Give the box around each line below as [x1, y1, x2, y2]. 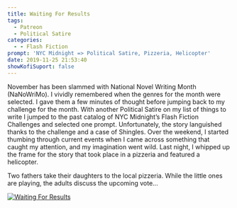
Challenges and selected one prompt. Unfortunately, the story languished [7, 120, 222, 128]
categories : [7, 37, 43, 44]
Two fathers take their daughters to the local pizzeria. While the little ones [7, 171, 223, 180]
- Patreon [13, 23, 43, 30]
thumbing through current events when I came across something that [7, 135, 210, 144]
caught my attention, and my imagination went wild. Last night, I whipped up [7, 142, 231, 151]
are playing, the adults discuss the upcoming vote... [7, 178, 158, 187]
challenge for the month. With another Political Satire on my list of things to [7, 105, 227, 113]
